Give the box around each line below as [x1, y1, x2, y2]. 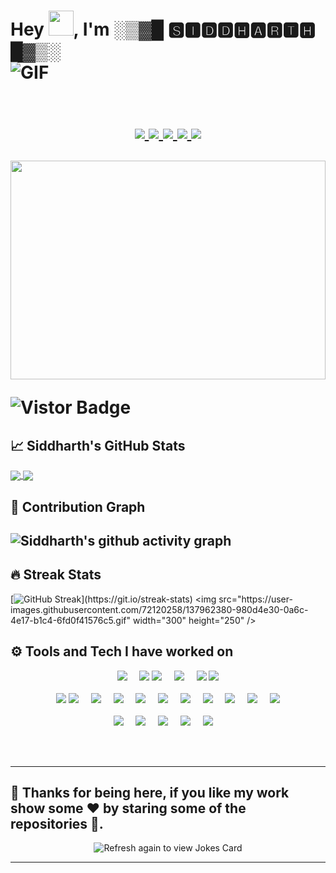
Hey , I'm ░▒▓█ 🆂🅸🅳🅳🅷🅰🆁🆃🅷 [10, 18, 316, 41]
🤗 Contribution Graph [10, 498, 146, 515]
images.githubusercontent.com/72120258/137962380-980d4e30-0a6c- [10, 603, 309, 615]
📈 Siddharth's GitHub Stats [10, 437, 186, 454]
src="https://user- [218, 593, 293, 605]
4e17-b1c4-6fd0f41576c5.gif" [10, 614, 132, 626]
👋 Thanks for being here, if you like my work [10, 784, 290, 801]
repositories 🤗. [10, 815, 104, 832]
